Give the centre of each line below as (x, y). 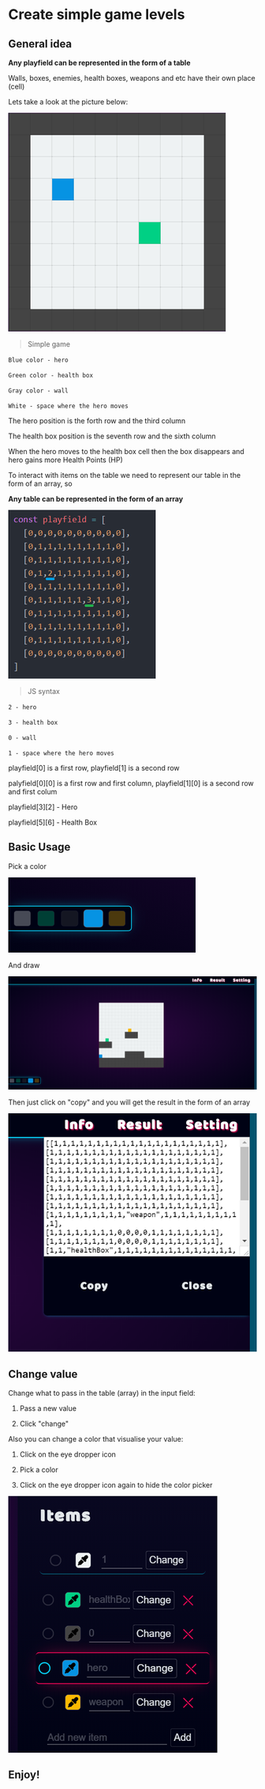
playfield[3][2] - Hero (43, 807)
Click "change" (44, 1424)
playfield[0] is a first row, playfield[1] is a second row (94, 768)
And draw (24, 965)
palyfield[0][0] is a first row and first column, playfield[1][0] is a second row (131, 783)
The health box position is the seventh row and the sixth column (112, 436)
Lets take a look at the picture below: (68, 102)
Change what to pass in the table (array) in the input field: (102, 1393)
